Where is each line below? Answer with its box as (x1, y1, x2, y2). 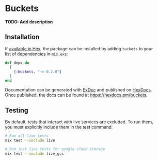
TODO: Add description (5, 19, 53, 25)
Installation (5, 33, 40, 41)
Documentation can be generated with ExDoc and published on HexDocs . (5, 87, 152, 93)
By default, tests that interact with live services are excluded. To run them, (5, 119, 154, 125)
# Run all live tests (5, 133, 49, 138)
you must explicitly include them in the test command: (5, 124, 113, 130)
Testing (5, 106, 29, 114)
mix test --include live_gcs (5, 151, 64, 156)
